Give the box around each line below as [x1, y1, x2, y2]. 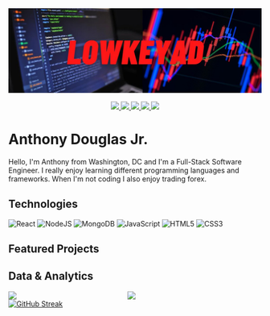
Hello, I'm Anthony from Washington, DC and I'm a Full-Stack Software [8, 156, 243, 166]
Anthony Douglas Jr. [8, 131, 149, 148]
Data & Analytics [8, 269, 94, 283]
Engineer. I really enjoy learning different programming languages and [8, 165, 239, 175]
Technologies [8, 197, 79, 211]
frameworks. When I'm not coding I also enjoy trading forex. [8, 173, 207, 184]
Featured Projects [8, 242, 100, 256]
